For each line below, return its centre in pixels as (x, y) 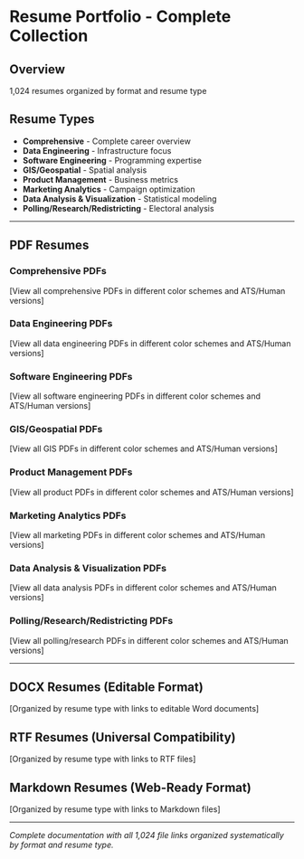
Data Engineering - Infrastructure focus (97, 150)
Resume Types (52, 119)
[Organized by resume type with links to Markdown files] (115, 809)
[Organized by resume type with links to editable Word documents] (134, 709)
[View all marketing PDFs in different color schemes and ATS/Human (137, 534)
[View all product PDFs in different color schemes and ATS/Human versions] (152, 492)
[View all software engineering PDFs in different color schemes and (135, 396)
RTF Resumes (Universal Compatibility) (123, 737)
